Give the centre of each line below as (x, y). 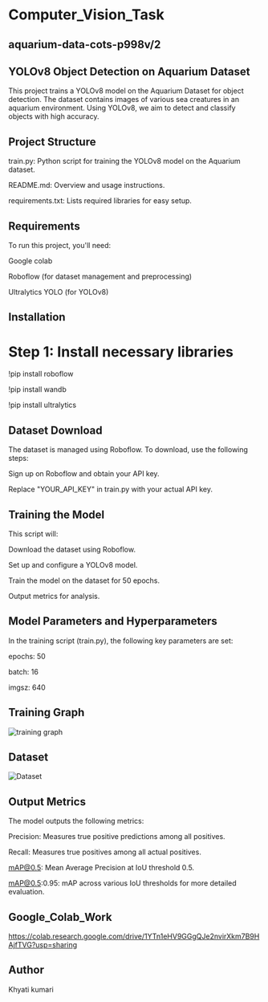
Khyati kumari (31, 989)
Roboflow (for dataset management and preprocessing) (100, 277)
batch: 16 (23, 671)
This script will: (33, 534)
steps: (18, 458)
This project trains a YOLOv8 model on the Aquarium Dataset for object (126, 91)
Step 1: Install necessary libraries (121, 352)
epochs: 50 (27, 656)
